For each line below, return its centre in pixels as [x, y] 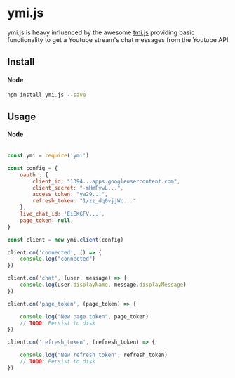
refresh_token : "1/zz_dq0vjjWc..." [85, 201]
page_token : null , [47, 220]
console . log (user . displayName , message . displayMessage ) [103, 285]
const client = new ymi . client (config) [66, 240]
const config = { [33, 168]
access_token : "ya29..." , [70, 195]
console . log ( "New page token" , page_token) [85, 317]
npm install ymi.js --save [47, 95]
